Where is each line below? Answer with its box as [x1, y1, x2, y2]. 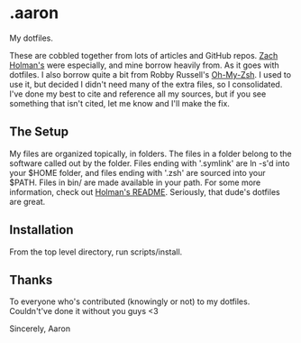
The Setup [9, 125, 69, 140]
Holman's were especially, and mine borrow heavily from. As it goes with [9, 60, 279, 70]
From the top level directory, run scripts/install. [9, 246, 183, 257]
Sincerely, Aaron [9, 323, 70, 334]
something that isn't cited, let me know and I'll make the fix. [9, 97, 230, 108]
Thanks [9, 272, 53, 287]
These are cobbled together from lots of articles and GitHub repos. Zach [9, 50, 278, 60]
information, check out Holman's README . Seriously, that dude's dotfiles [9, 186, 281, 197]
